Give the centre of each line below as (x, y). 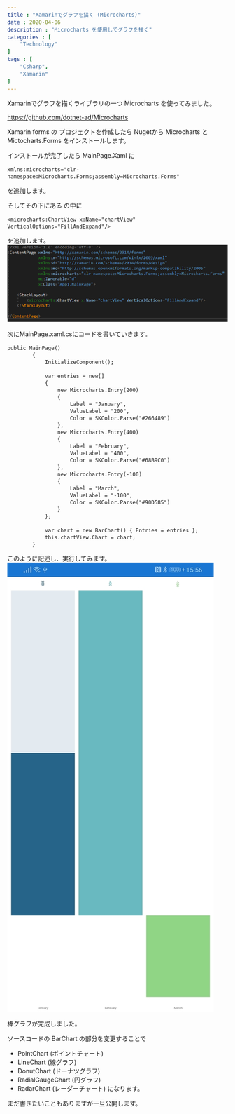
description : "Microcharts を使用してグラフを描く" (80, 29)
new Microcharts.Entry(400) (98, 432)
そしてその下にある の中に (45, 205)
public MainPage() (34, 348)
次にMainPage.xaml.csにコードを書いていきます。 (79, 334)
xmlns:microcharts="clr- (43, 169)
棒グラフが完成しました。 (44, 1024)
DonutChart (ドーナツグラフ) (59, 1071)
